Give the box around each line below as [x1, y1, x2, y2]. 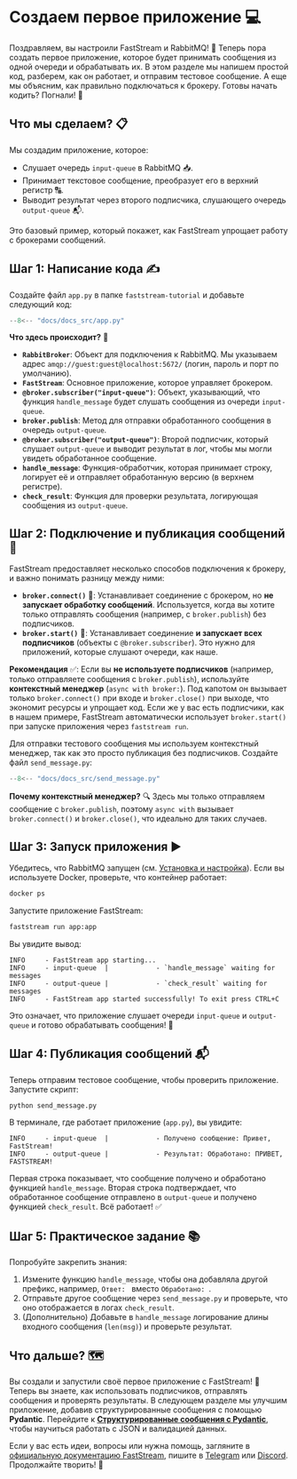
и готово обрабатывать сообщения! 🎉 [30, 1019, 175, 1030]
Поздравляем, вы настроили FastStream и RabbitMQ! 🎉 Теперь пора [9, 42, 267, 53]
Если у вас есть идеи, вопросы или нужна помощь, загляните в [9, 1441, 251, 1451]
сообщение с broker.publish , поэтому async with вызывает [9, 804, 234, 815]
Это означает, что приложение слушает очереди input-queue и [9, 1010, 247, 1021]
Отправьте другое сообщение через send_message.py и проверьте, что [21, 1293, 288, 1304]
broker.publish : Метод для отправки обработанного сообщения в [21, 415, 272, 426]
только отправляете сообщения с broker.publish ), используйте [9, 674, 250, 685]
